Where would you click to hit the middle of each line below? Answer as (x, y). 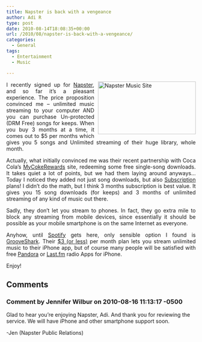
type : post (20, 23)
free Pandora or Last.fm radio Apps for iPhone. (64, 254)
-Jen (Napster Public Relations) (45, 333)
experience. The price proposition (50, 98)
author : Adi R (24, 17)
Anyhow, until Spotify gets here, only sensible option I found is (101, 235)
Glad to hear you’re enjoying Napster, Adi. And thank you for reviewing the (98, 315)
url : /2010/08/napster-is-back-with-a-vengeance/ (70, 34)
